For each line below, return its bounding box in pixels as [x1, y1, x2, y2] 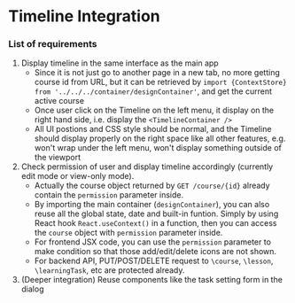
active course [34, 96, 85, 106]
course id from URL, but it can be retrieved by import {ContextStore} [34, 77, 287, 88]
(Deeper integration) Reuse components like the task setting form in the [20, 275, 283, 285]
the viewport [34, 152, 82, 163]
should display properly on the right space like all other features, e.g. [34, 133, 286, 144]
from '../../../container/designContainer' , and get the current [34, 86, 272, 97]
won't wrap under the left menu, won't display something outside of [34, 143, 283, 153]
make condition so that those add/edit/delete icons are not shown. [34, 246, 276, 257]
